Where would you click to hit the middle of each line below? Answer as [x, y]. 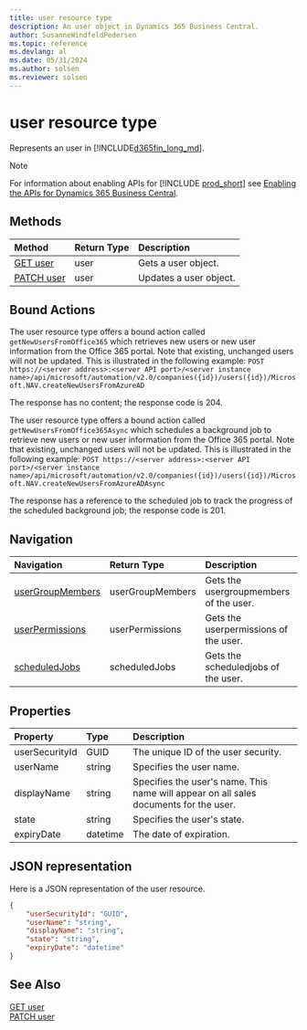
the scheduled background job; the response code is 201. [118, 510]
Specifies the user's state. [188, 819]
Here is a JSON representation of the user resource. [107, 888]
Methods [36, 221]
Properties [40, 711]
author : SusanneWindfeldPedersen [73, 35]
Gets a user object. [179, 263]
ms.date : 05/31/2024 [49, 60]
